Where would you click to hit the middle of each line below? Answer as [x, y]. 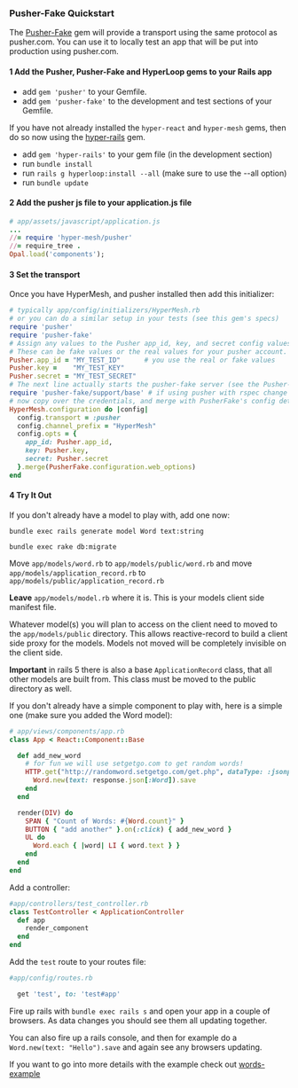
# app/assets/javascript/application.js [85, 221]
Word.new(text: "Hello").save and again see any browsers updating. [136, 1047]
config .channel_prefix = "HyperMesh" [87, 426]
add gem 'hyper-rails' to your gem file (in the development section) [147, 154]
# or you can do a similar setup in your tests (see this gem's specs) [144, 319]
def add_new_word [49, 755]
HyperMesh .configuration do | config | [79, 409]
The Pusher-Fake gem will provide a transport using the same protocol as [143, 33]
